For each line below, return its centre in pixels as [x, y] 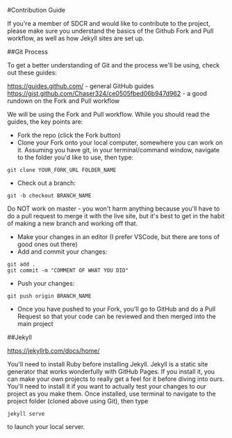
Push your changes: [46, 283]
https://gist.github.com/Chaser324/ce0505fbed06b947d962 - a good [107, 94]
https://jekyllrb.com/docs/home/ [53, 351]
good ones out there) [48, 244]
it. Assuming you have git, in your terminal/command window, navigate [118, 150]
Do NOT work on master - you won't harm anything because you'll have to [114, 209]
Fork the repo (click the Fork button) [69, 135]
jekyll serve [26, 414]
